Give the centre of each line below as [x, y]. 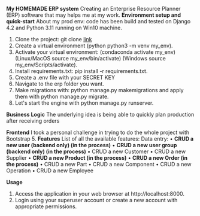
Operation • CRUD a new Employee [50, 171]
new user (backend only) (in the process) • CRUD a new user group [92, 145]
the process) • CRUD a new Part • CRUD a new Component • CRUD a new [99, 164]
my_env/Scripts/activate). [46, 65]
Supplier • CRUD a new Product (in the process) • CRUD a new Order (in [97, 158]
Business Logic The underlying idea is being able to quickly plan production [100, 114]
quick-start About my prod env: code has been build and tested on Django [99, 21]
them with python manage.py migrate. [62, 96]
